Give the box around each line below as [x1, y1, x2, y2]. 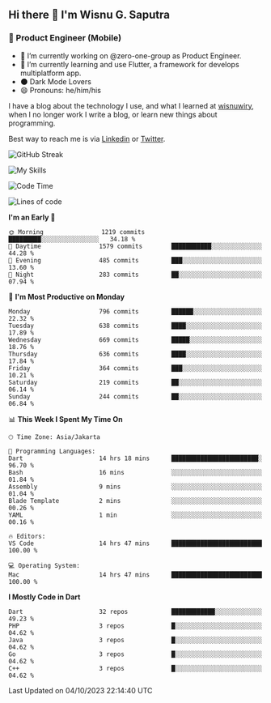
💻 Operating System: [8, 561, 81, 569]
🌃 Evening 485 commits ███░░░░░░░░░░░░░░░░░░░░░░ [8, 256, 263, 264]
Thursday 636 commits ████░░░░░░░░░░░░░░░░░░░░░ [8, 350, 263, 358]
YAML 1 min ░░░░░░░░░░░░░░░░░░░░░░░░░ [8, 511, 263, 519]
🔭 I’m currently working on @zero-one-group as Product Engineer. [19, 50, 242, 61]
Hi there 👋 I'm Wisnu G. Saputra [8, 8, 170, 22]
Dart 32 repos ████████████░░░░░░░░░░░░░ [8, 607, 263, 616]
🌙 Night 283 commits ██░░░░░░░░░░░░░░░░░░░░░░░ [8, 271, 263, 279]
